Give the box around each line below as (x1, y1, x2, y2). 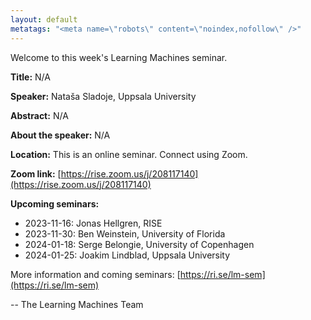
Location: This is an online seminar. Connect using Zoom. (10, 148, 248, 160)
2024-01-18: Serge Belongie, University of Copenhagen (24, 238, 255, 250)
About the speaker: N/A (10, 129, 111, 141)
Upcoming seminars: (10, 197, 100, 210)
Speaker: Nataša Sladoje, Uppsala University (10, 90, 197, 102)
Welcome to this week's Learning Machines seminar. (10, 51, 228, 63)
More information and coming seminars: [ (10, 268, 181, 280)
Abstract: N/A (10, 109, 69, 121)
